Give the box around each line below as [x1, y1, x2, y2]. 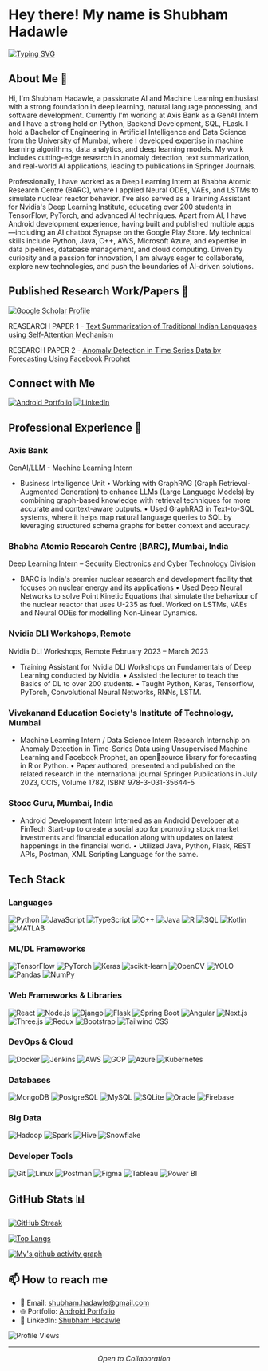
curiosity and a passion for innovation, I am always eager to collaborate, [8, 253, 245, 263]
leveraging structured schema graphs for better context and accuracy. [19, 521, 251, 531]
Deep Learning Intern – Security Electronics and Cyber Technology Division [8, 559, 257, 568]
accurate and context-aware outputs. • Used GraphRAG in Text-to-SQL [19, 504, 254, 514]
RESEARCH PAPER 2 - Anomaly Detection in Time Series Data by [8, 345, 222, 354]
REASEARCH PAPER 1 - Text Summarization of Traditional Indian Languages [8, 321, 258, 330]
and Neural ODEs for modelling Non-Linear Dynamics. [19, 608, 198, 618]
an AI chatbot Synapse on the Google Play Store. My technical [47, 227, 251, 237]
